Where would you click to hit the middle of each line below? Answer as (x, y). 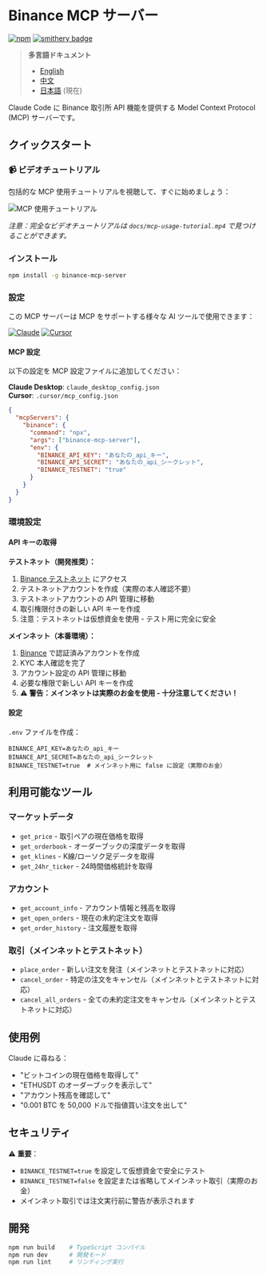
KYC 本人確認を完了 (53, 663)
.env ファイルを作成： (45, 732)
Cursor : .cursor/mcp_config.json (63, 396)
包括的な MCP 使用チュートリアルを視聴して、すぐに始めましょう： (119, 192)
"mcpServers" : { (42, 418)
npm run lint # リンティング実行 (66, 1262)
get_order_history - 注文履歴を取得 (78, 927)
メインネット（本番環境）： (52, 635)
